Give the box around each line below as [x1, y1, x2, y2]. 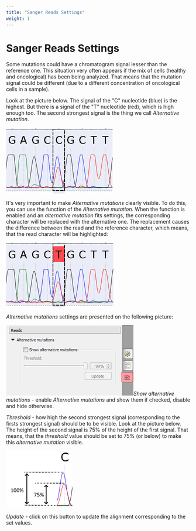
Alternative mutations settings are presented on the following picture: [6, 313, 174, 320]
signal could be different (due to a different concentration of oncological [6, 80, 180, 87]
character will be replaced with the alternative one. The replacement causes [6, 218, 190, 225]
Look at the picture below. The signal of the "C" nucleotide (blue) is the [6, 97, 177, 104]
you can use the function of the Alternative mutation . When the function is [6, 205, 185, 213]
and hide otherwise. [6, 403, 54, 410]
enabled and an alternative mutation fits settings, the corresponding [6, 212, 171, 219]
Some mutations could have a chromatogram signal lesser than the [6, 61, 167, 68]
